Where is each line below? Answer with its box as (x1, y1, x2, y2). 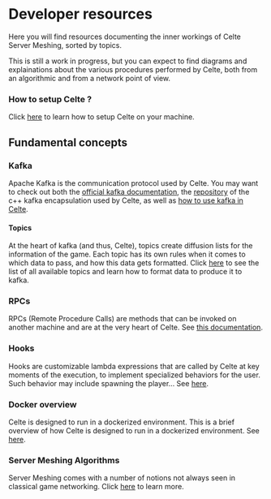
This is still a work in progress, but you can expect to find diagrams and (8, 56, 247, 66)
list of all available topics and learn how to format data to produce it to (8, 267, 243, 277)
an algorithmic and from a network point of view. (8, 73, 171, 83)
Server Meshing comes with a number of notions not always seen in (8, 473, 236, 483)
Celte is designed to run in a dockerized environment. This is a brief (8, 417, 235, 427)
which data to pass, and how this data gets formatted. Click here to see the (8, 258, 260, 268)
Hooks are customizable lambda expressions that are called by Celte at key (8, 361, 260, 371)
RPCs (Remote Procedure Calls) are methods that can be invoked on (8, 314, 237, 324)
